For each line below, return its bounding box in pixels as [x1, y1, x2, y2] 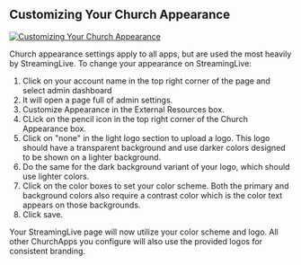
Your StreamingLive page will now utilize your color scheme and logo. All [9, 226, 279, 237]
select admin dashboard [22, 84, 112, 95]
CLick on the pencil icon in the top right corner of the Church [22, 113, 249, 124]
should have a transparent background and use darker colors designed [22, 142, 286, 153]
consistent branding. [9, 245, 86, 256]
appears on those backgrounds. [22, 199, 141, 210]
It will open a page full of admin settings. [22, 94, 173, 105]
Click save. [22, 208, 64, 219]
